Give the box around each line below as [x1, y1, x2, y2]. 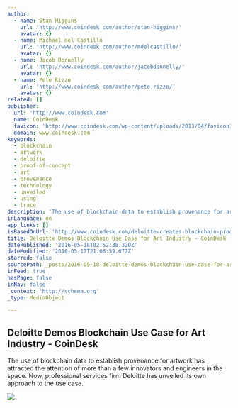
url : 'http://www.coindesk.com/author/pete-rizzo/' [20, 83, 176, 90]
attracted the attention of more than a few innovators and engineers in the [7, 364, 223, 373]
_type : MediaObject [7, 294, 65, 302]
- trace [13, 202, 37, 209]
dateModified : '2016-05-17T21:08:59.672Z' [7, 248, 135, 255]
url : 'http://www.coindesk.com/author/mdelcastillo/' [20, 43, 182, 50]
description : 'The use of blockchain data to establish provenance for [7, 209, 223, 216]
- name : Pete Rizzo [13, 76, 72, 84]
